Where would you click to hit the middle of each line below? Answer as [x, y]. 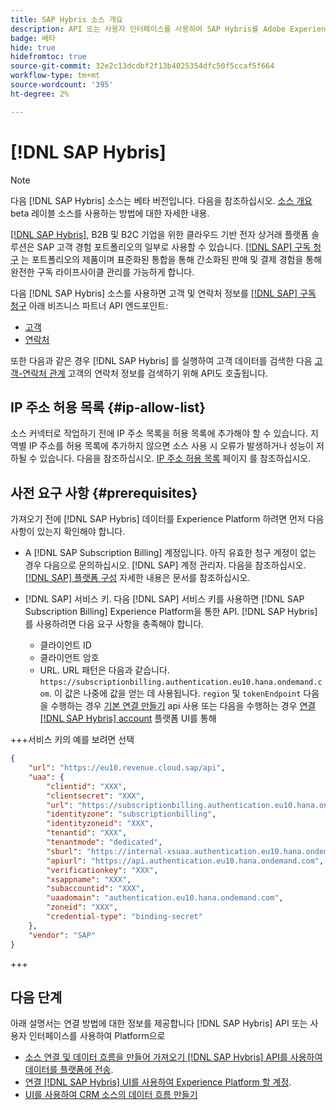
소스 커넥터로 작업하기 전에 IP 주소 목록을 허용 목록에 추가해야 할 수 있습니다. [159, 433]
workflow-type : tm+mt [55, 76]
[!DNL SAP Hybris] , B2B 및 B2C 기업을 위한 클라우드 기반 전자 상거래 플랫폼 [160, 234]
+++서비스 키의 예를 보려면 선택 [72, 740]
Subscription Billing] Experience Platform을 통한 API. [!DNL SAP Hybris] [171, 612]
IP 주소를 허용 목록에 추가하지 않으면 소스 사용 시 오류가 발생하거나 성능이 [171, 446]
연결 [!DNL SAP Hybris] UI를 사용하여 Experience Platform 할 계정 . [158, 1082]
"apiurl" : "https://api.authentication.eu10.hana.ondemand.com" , [185, 861]
